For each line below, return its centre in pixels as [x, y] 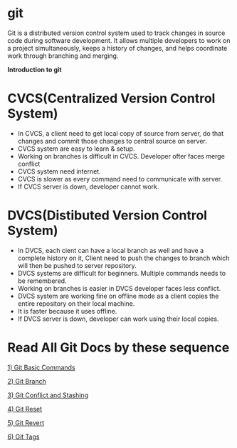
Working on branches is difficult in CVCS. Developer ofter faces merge [121, 156]
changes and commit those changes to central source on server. [112, 141]
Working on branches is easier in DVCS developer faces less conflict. [119, 288]
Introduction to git [35, 69]
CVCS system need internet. [59, 171]
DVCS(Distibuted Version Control [107, 215]
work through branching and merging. [63, 56]
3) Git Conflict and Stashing [48, 395]
